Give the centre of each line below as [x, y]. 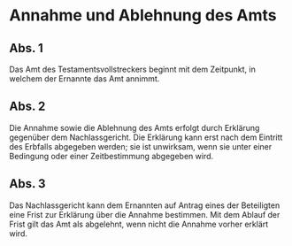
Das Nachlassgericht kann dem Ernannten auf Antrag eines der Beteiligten [145, 205]
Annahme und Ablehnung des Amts [143, 15]
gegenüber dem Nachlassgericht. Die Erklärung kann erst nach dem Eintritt [146, 137]
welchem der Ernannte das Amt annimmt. [85, 79]
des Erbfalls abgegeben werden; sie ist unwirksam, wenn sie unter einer [141, 146]
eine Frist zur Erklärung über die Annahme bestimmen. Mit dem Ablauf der [145, 214]
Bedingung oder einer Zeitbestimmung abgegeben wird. [111, 156]
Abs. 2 [27, 107]
